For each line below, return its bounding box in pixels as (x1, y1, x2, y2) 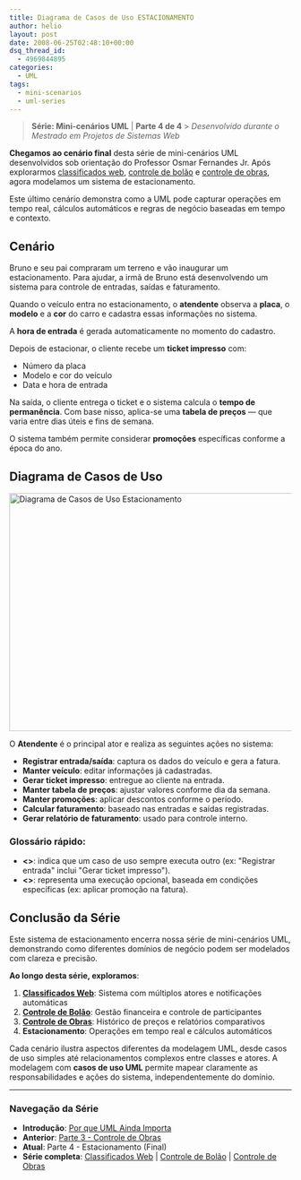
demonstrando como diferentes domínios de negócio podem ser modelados (9, 943, 290, 954)
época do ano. (9, 443, 63, 453)
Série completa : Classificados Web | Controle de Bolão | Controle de (21, 1151, 278, 1162)
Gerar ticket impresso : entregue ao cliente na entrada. (21, 775, 226, 785)
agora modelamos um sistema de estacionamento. (9, 177, 196, 187)
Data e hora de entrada (21, 380, 108, 391)
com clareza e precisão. (9, 953, 99, 964)
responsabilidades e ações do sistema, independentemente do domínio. (9, 1072, 275, 1082)
